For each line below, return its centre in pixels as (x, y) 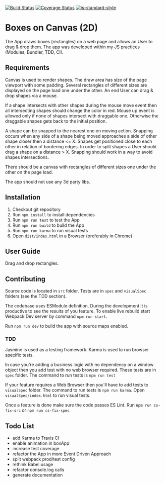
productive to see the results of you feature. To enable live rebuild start (78, 311)
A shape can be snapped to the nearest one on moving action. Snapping (79, 131)
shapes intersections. (27, 157)
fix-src (13, 411)
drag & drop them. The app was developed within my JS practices (73, 47)
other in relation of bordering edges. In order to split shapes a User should (81, 146)
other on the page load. (29, 172)
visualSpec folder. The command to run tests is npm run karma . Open (75, 390)
